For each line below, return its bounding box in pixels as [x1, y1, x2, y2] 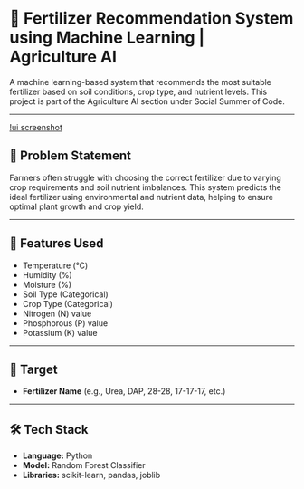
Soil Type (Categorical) [22, 289, 109, 300]
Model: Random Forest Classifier [22, 460, 147, 471]
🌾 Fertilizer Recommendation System [9, 8, 294, 29]
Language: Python [22, 450, 93, 461]
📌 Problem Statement [9, 149, 132, 164]
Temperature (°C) [22, 260, 89, 271]
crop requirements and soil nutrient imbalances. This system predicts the [9, 181, 282, 193]
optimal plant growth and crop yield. [9, 201, 145, 212]
